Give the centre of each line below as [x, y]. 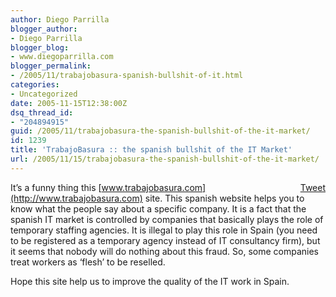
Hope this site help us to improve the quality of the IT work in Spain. [150, 281]
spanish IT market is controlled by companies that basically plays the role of [167, 219]
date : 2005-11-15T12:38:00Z [69, 103]
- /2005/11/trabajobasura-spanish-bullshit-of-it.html [127, 76]
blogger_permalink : [51, 66]
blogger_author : [44, 29]
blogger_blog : [40, 47]
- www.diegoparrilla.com [62, 57]
